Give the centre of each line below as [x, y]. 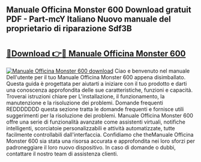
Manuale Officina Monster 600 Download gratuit [99, 10]
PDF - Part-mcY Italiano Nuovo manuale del [88, 19]
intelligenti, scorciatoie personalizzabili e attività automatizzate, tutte [91, 128]
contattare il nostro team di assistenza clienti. [62, 154]
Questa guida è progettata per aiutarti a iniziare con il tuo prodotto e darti [97, 84]
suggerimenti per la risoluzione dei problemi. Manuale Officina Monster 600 [100, 115]
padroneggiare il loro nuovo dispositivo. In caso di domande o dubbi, [91, 147]
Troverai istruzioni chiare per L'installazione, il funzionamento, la [85, 96]
